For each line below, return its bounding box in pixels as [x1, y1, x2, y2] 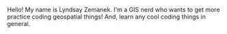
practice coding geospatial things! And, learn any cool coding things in [7, 13, 206, 21]
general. [7, 20, 31, 27]
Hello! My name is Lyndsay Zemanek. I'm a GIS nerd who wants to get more [7, 6, 220, 13]
